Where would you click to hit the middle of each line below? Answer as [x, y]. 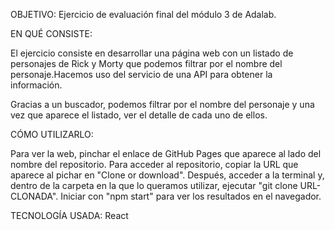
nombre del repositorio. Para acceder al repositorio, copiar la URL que [154, 164]
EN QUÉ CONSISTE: [51, 33]
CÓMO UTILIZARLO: [52, 134]
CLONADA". [34, 196]
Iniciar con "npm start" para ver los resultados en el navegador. [191, 196]
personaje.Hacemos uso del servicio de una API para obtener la [141, 74]
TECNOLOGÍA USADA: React [69, 215]
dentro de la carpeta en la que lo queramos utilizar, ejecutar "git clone [154, 185]
